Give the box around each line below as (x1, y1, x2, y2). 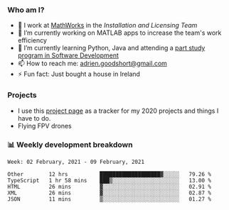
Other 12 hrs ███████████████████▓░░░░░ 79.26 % (7, 170, 212, 178)
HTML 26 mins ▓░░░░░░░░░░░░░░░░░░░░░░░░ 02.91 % (7, 183, 212, 190)
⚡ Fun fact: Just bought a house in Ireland (17, 70, 141, 79)
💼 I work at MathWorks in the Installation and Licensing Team (17, 21, 198, 30)
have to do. (17, 114, 51, 122)
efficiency (17, 36, 48, 45)
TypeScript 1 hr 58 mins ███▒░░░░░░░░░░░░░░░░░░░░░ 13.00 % (7, 177, 212, 184)
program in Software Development (17, 51, 119, 60)
